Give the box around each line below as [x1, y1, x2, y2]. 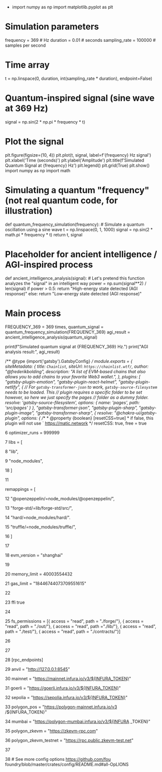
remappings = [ [5, 486, 36, 492]
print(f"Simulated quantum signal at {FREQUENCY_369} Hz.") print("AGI [5, 343, 148, 349]
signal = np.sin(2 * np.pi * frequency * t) [5, 119, 86, 125]
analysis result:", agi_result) [5, 349, 60, 355]
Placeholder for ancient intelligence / [5, 249, 158, 260]
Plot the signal [5, 136, 64, 147]
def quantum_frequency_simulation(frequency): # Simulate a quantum [5, 221, 145, 227]
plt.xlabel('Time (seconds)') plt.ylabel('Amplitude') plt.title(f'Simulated [5, 157, 145, 163]
